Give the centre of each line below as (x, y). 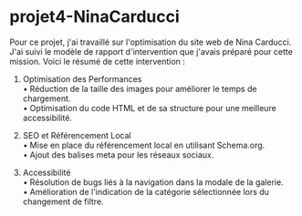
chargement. (47, 98)
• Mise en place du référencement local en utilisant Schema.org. (144, 145)
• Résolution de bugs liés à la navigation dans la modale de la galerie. (153, 182)
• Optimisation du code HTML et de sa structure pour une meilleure (149, 108)
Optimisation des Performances (82, 78)
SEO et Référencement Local (77, 135)
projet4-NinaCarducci (94, 17)
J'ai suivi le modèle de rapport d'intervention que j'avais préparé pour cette (151, 51)
